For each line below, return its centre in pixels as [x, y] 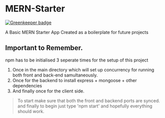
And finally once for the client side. [48, 91]
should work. [31, 111]
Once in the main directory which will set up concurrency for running [83, 69]
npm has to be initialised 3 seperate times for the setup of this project [77, 60]
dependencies [27, 85]
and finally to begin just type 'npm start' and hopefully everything [85, 106]
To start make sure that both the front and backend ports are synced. [88, 100]
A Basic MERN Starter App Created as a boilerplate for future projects [77, 32]
